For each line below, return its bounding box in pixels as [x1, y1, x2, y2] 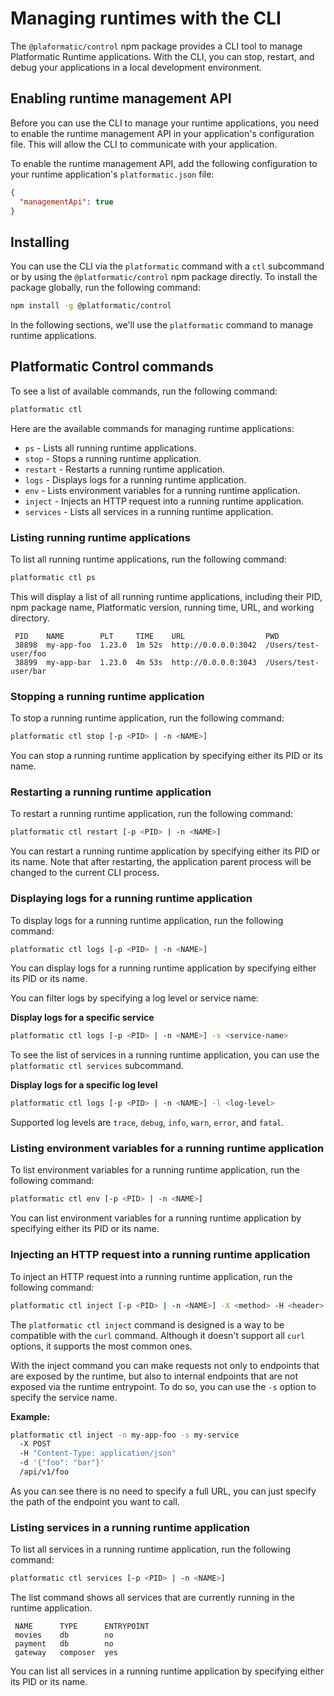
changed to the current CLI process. [10, 867, 160, 879]
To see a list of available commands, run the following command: [10, 385, 278, 397]
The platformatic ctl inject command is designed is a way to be [10, 1318, 285, 1331]
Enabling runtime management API [10, 90, 232, 107]
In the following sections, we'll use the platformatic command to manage [10, 319, 314, 331]
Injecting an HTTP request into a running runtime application [10, 1248, 311, 1262]
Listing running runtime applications [10, 530, 191, 544]
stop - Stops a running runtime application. [24, 452, 202, 464]
